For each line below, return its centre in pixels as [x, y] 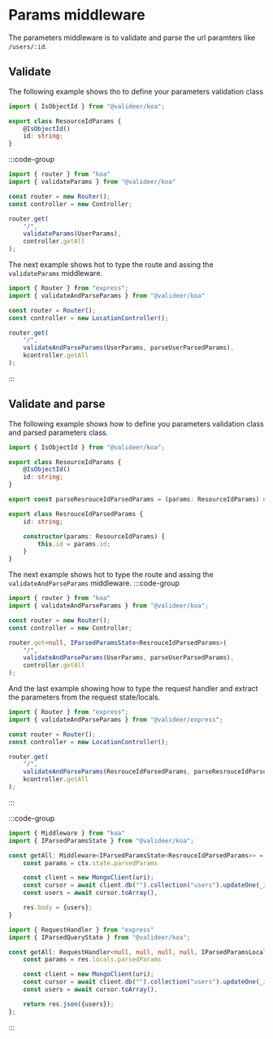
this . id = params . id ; [74, 544]
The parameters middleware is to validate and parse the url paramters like [132, 37]
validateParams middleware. [56, 273]
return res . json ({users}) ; [69, 1004]
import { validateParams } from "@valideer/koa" [92, 182]
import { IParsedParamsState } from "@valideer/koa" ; [102, 840]
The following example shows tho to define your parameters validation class [136, 91]
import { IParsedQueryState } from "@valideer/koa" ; [100, 937]
